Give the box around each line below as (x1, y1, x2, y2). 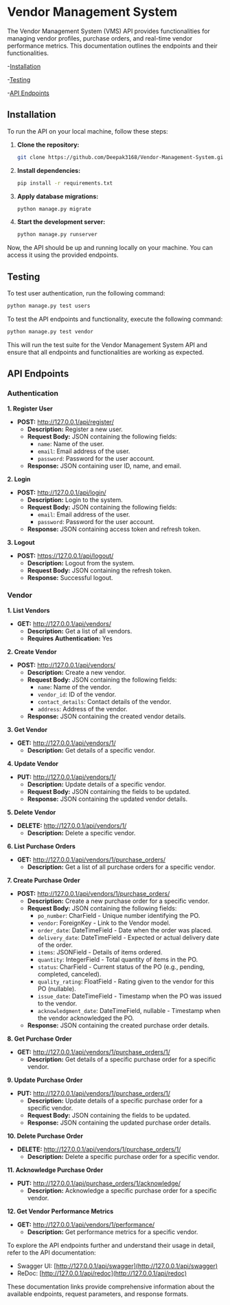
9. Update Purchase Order (7, 1076, 83, 1084)
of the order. (37, 941, 73, 949)
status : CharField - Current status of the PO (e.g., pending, (37, 962, 205, 971)
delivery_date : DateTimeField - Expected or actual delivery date (37, 933, 220, 941)
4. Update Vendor (7, 759, 58, 768)
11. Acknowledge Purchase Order (7, 1165, 104, 1174)
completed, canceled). (37, 970, 102, 978)
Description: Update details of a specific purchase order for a (27, 1096, 203, 1105)
